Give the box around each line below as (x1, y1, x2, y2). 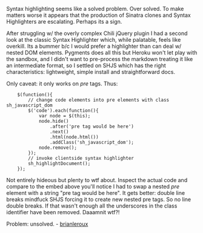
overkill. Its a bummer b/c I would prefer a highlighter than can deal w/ (6, 42, 182, 50)
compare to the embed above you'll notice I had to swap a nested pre (6, 183, 180, 190)
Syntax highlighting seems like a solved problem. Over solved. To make (6, 5, 184, 12)
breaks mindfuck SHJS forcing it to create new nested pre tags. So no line (6, 196, 191, 203)
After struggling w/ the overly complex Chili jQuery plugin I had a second (6, 30, 188, 37)
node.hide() (38, 118, 69, 124)
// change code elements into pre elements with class (28, 97, 170, 103)
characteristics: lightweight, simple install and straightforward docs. (6, 68, 176, 75)
